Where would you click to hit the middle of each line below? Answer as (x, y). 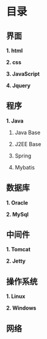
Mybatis (25, 167)
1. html (15, 50)
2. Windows (21, 308)
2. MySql (17, 214)
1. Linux (16, 296)
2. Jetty (16, 261)
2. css (14, 62)
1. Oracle (17, 203)
